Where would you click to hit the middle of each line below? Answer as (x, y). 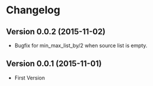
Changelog (33, 10)
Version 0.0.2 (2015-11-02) (56, 32)
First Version (30, 78)
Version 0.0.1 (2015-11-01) (54, 64)
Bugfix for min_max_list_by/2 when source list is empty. (81, 45)
